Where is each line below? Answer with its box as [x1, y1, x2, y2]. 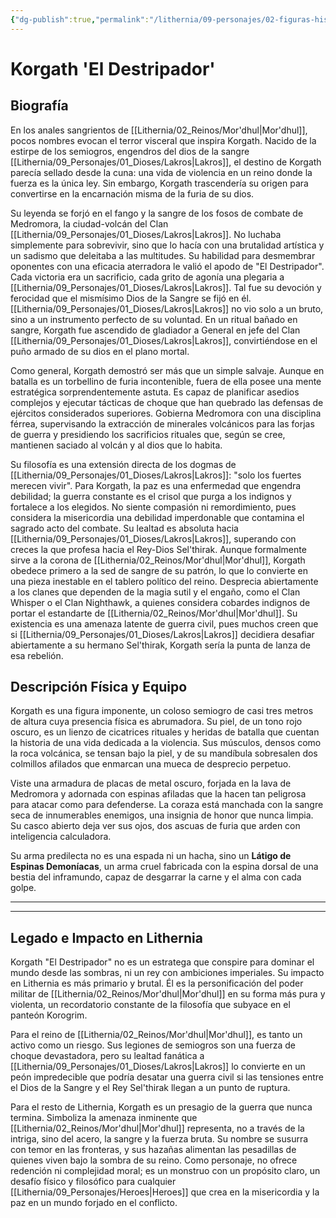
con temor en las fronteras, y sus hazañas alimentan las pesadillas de [10, 1144, 297, 1156]
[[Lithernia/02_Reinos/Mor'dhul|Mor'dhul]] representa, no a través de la [10, 1122, 305, 1135]
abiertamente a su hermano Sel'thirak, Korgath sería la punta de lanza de [10, 639, 311, 651]
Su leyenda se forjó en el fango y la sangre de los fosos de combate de [10, 207, 304, 219]
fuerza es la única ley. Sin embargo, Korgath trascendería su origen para [10, 177, 309, 189]
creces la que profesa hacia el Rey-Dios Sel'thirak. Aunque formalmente [10, 543, 307, 555]
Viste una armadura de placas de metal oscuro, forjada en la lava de [10, 777, 292, 790]
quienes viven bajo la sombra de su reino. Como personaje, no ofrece [10, 1154, 298, 1166]
